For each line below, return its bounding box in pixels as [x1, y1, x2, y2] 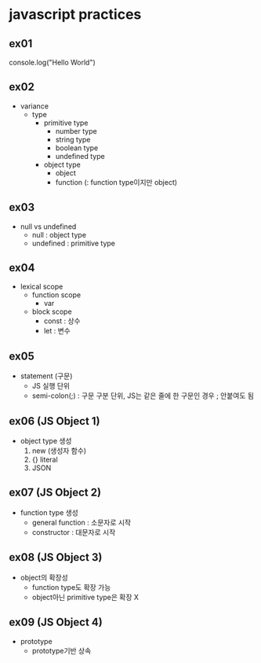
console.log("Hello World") [9, 57, 96, 67]
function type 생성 [20, 507, 79, 517]
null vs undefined [20, 222, 77, 231]
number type [55, 126, 97, 135]
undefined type [55, 151, 105, 160]
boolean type [55, 143, 99, 153]
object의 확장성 [20, 573, 69, 582]
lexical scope [20, 282, 63, 292]
